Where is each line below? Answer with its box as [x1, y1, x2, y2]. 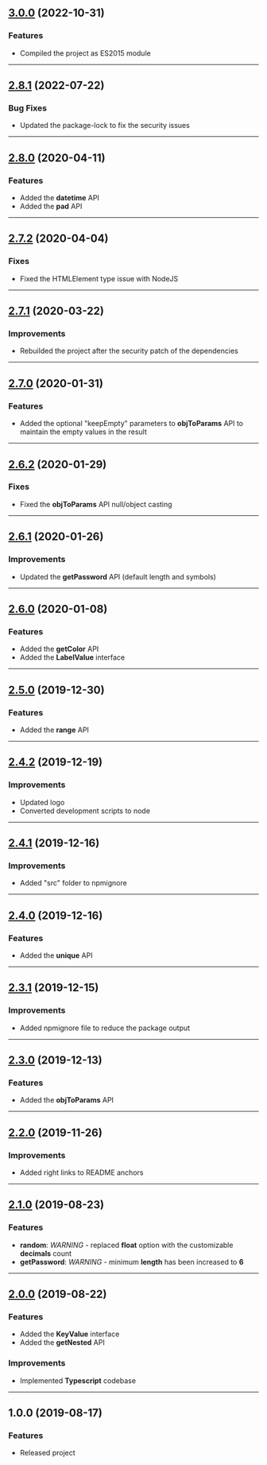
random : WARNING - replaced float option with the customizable [19, 1240, 234, 1250]
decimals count [19, 1248, 72, 1258]
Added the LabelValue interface [19, 653, 126, 662]
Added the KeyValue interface [19, 1329, 120, 1339]
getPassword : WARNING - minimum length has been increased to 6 [19, 1257, 244, 1266]
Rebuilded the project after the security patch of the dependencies [19, 346, 238, 356]
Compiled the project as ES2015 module [19, 48, 151, 58]
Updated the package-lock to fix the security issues [19, 121, 191, 130]
